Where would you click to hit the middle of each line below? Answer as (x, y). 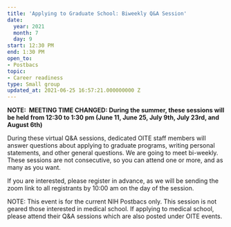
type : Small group (34, 84)
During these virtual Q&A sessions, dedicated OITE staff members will (107, 138)
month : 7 (26, 33)
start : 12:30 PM (30, 46)
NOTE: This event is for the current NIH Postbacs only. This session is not (112, 201)
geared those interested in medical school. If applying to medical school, (111, 209)
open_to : (20, 59)
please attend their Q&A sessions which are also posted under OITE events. (115, 216)
